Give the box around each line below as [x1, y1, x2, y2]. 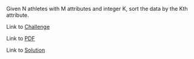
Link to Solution [6, 46, 45, 54]
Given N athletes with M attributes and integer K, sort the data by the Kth [6, 5, 188, 12]
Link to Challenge [6, 23, 50, 30]
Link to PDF [6, 35, 35, 42]
